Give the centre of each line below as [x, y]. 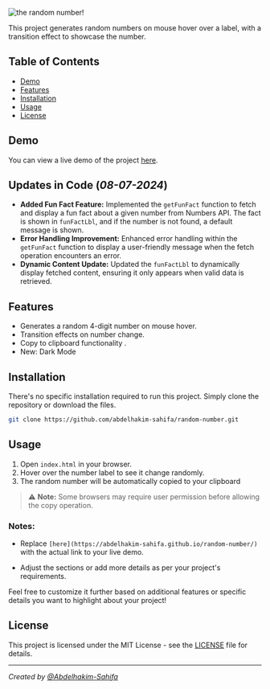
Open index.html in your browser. [76, 464]
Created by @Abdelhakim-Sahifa [63, 676]
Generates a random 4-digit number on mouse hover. [108, 326]
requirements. [43, 576]
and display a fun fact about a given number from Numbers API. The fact [140, 213]
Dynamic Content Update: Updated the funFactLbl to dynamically [130, 265]
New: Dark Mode [48, 352]
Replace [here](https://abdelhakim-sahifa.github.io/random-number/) [139, 543]
